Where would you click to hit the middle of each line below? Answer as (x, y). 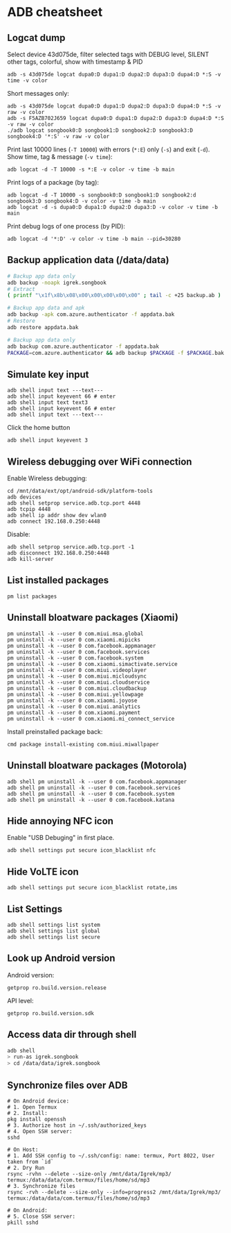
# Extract (21, 289)
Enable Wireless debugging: (47, 478)
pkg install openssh (37, 1119)
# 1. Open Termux (32, 1107)
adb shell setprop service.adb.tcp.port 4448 (74, 503)
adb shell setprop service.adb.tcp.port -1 (71, 547)
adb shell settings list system (54, 925)
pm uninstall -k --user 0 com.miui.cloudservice (78, 682)
